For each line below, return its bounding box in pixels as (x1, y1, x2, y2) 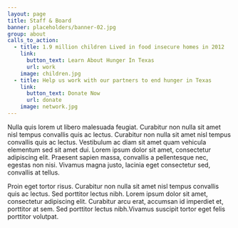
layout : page (7, 10, 46, 18)
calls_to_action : (7, 37, 59, 44)
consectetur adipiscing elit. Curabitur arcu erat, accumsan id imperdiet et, (7, 197, 224, 205)
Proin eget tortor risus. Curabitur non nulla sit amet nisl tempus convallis (7, 182, 219, 190)
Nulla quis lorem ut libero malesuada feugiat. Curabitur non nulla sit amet (7, 123, 221, 131)
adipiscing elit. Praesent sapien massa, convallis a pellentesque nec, (7, 152, 209, 161)
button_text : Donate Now (26, 90, 100, 97)
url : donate (26, 97, 62, 104)
